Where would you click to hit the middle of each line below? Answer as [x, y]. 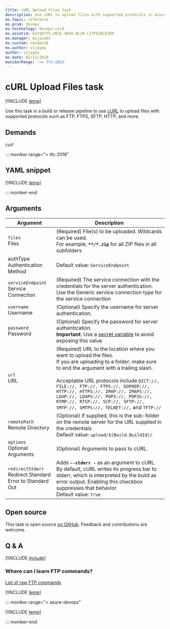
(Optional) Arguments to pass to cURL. [102, 449]
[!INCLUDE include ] [26, 558]
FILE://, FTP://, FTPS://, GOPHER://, [103, 386]
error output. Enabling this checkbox [100, 482]
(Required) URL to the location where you [105, 349]
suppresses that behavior [87, 488]
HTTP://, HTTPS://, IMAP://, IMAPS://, [104, 391]
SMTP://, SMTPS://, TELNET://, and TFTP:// [109, 407]
